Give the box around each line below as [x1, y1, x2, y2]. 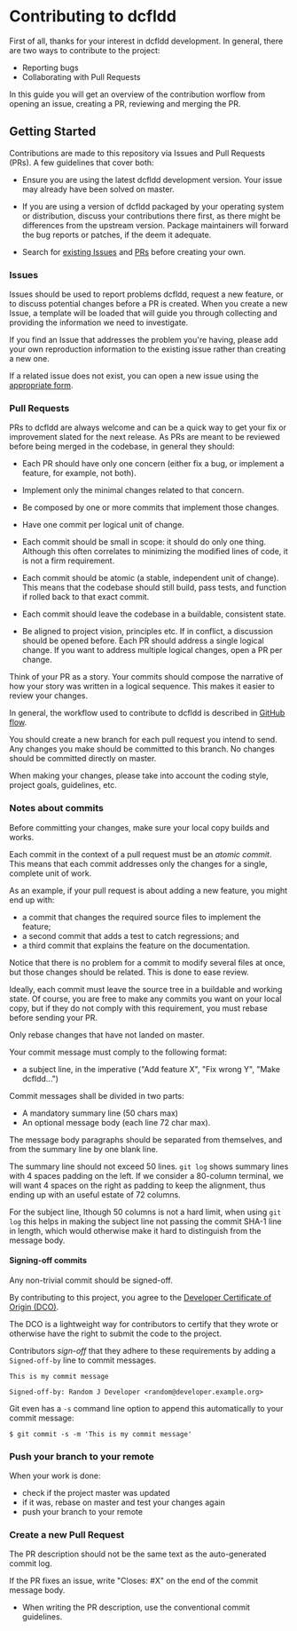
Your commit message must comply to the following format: [9, 1046, 228, 1057]
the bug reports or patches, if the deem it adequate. [21, 229, 212, 240]
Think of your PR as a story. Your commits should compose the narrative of [9, 672, 284, 682]
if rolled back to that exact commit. [21, 592, 150, 602]
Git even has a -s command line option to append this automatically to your [9, 1403, 284, 1413]
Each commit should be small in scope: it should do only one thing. [21, 537, 267, 547]
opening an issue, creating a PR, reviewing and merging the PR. [9, 98, 241, 108]
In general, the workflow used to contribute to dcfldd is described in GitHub [9, 708, 285, 719]
